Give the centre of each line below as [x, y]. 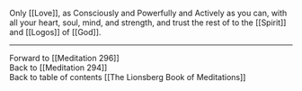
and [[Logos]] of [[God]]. [55, 32]
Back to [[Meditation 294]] [58, 68]
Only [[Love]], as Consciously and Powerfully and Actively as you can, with [148, 13]
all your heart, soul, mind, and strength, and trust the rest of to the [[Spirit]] [148, 23]
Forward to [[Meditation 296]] [64, 58]
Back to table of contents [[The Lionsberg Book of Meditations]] [128, 77]
